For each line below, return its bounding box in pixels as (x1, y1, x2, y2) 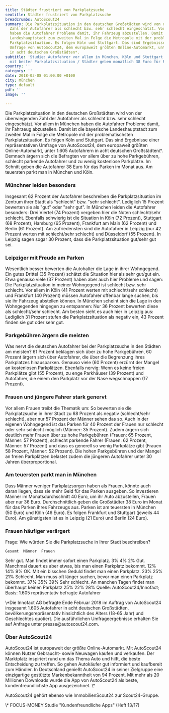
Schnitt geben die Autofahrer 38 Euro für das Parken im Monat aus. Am (5, 164, 153, 170)
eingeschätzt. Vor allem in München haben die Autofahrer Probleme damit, (5, 121, 160, 127)
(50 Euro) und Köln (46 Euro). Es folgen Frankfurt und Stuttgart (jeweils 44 (5, 510, 159, 516)
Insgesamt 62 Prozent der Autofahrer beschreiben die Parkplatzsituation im (5, 193, 162, 199)
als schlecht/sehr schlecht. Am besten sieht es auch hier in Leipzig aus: (5, 309, 153, 315)
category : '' (5, 69, 33, 74)
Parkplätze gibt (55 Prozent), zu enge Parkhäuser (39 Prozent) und (5, 370, 144, 376)
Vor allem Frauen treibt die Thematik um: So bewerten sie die (5, 405, 132, 411)
